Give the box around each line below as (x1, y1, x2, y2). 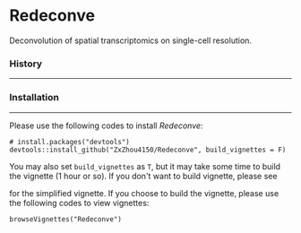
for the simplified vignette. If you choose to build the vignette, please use (9, 187, 279, 198)
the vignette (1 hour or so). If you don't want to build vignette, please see (9, 170, 278, 181)
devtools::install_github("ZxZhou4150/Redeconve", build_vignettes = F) (9, 145, 287, 154)
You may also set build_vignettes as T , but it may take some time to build (9, 160, 280, 171)
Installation (9, 91, 60, 104)
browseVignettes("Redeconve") (9, 214, 123, 224)
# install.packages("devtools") (9, 137, 130, 146)
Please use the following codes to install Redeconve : (9, 120, 203, 131)
